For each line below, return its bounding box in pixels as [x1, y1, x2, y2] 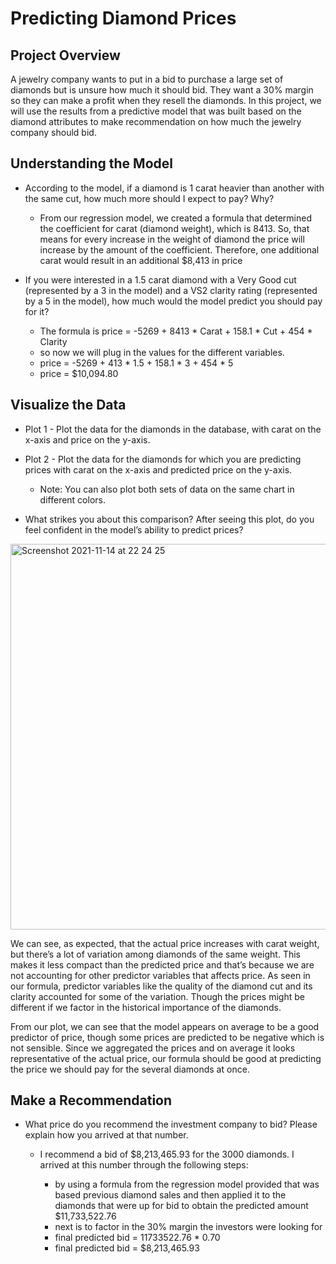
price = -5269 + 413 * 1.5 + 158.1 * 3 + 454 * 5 [39, 357, 234, 369]
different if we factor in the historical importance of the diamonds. [10, 1001, 282, 1013]
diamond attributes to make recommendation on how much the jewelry [10, 116, 302, 127]
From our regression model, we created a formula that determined [39, 212, 313, 224]
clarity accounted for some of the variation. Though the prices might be [10, 990, 305, 1002]
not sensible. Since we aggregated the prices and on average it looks [10, 1042, 296, 1054]
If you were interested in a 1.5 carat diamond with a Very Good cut [24, 273, 297, 286]
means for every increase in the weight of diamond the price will [39, 233, 305, 245]
